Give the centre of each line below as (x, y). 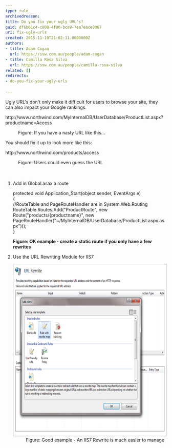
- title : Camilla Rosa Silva (36, 60)
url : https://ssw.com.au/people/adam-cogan (57, 54)
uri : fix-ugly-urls (26, 33)
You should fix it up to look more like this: (49, 142)
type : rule (17, 11)
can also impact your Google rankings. (46, 107)
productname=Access (29, 123)
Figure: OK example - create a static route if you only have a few (82, 241)
